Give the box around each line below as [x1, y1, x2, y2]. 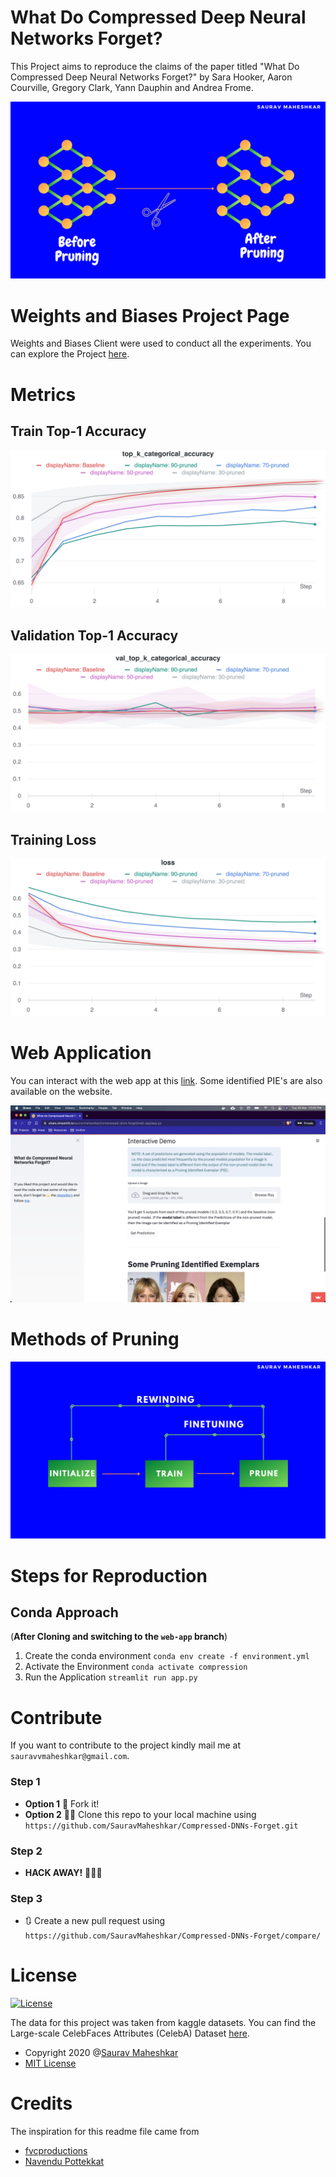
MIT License [24, 2057, 77, 2070]
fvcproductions [24, 2145, 88, 2157]
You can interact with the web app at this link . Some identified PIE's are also [10, 1074, 323, 1086]
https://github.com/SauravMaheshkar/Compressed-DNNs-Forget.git [24, 1821, 299, 1831]
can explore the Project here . [10, 348, 130, 360]
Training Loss [10, 831, 97, 848]
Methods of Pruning [10, 1328, 180, 1351]
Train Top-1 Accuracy [10, 422, 147, 440]
